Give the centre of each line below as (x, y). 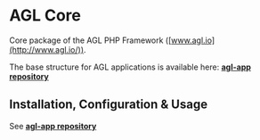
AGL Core (45, 16)
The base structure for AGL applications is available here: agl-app (130, 67)
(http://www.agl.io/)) (47, 49)
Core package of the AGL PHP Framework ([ (90, 40)
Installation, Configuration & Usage (108, 105)
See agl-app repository (53, 126)
